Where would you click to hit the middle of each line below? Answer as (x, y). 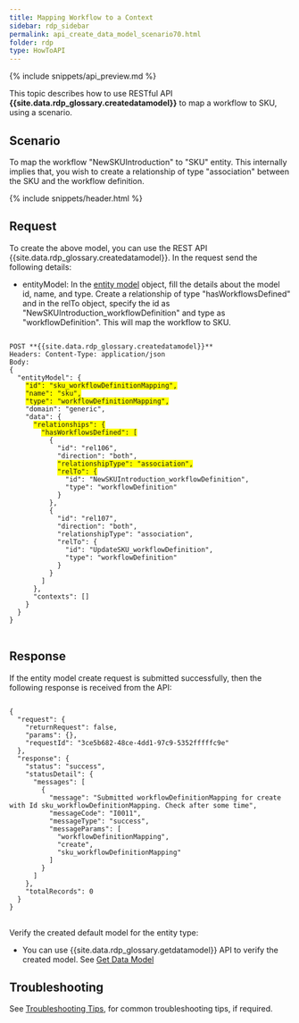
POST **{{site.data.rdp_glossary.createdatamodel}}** (112, 346)
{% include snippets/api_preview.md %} (83, 76)
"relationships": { (69, 424)
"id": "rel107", (87, 518)
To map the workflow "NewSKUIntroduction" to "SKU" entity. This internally (148, 162)
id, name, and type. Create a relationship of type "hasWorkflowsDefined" (156, 293)
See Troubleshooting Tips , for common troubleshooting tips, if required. (141, 1009)
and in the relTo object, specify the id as (96, 303)
